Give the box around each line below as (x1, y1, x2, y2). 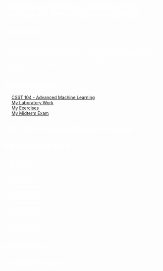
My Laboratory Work (11, 100, 54, 106)
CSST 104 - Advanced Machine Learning (11, 94, 95, 100)
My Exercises (11, 105, 39, 111)
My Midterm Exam (11, 110, 49, 116)
